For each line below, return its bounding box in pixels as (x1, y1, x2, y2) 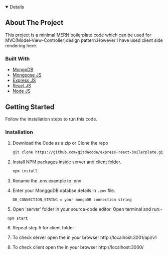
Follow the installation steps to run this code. (5, 116, 98, 122)
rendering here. (5, 42, 38, 48)
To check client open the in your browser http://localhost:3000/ (12, 244, 144, 250)
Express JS (12, 77, 36, 84)
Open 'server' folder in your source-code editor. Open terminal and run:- (12, 206, 163, 212)
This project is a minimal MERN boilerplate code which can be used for (5, 32, 151, 38)
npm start (7, 216, 28, 221)
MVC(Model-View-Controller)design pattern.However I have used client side (5, 37, 163, 43)
